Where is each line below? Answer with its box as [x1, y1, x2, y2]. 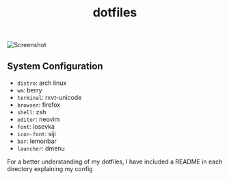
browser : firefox [16, 101, 61, 109]
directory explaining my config [7, 164, 94, 172]
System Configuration [7, 60, 104, 73]
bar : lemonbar [16, 137, 57, 145]
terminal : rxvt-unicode [16, 93, 82, 101]
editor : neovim [16, 115, 60, 123]
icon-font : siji [16, 129, 56, 138]
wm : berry [16, 86, 42, 94]
